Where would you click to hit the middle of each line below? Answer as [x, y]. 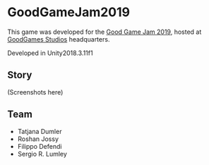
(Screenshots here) [35, 92]
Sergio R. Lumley [42, 154]
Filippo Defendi [40, 146]
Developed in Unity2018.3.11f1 [50, 53]
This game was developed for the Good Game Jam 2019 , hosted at [104, 32]
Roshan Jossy [38, 139]
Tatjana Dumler [40, 131]
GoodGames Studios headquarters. [59, 39]
